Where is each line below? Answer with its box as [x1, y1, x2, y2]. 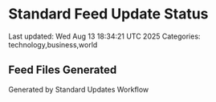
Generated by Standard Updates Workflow [8, 84, 149, 94]
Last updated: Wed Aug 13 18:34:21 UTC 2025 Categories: [8, 31, 201, 41]
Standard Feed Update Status [8, 5, 209, 23]
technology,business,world [8, 39, 98, 49]
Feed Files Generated [8, 63, 117, 77]
